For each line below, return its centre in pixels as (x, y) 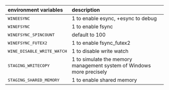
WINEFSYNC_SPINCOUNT (31, 35)
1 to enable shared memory (104, 80)
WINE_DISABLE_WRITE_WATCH (37, 51)
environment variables (35, 10)
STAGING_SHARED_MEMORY (34, 80)
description (86, 10)
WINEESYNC (19, 18)
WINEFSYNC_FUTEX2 (28, 43)
